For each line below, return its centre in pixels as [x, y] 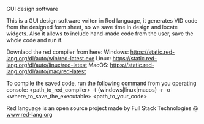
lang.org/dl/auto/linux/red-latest [47, 65]
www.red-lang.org [29, 115]
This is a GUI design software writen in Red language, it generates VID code [102, 20]
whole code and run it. [35, 40]
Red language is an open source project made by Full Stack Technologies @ [102, 108]
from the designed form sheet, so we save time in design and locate [92, 27]
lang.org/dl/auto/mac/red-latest [46, 71]
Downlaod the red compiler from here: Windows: [68, 52]
